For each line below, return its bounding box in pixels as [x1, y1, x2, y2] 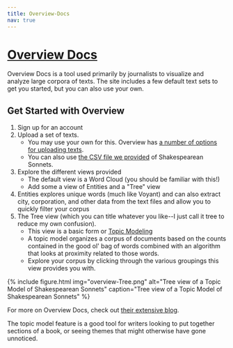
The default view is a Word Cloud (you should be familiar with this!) [27, 175, 220, 183]
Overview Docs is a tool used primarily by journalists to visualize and [7, 70, 204, 78]
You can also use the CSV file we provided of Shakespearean [27, 153, 204, 161]
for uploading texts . [27, 146, 84, 154]
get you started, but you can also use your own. [7, 84, 144, 93]
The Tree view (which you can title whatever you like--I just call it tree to [17, 212, 225, 220]
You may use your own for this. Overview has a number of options [27, 138, 218, 146]
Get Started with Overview [7, 105, 125, 116]
